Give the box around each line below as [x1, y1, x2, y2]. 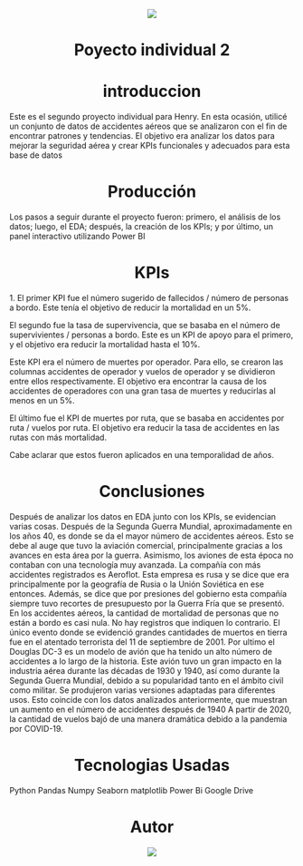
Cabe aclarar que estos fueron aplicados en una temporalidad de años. [9, 450, 274, 460]
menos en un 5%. [9, 395, 75, 405]
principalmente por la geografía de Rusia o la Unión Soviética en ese [9, 579, 265, 589]
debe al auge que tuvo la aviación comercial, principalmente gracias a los [9, 540, 283, 550]
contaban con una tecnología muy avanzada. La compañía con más [9, 559, 261, 570]
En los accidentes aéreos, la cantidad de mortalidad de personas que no [9, 608, 279, 618]
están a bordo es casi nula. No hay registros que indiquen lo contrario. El [9, 617, 280, 628]
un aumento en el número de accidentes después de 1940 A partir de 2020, [9, 704, 292, 715]
